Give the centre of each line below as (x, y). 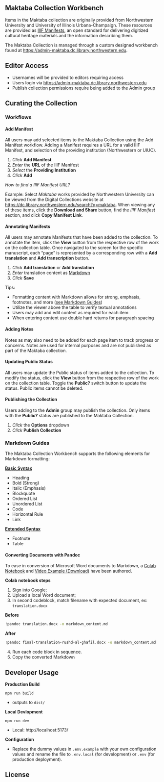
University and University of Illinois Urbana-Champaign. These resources (79, 25)
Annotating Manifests (28, 226)
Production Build (22, 684)
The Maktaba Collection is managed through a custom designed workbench (81, 45)
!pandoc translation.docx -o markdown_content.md (57, 624)
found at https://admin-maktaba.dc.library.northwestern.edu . (66, 50)
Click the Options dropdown (41, 425)
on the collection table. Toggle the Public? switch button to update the (76, 383)
